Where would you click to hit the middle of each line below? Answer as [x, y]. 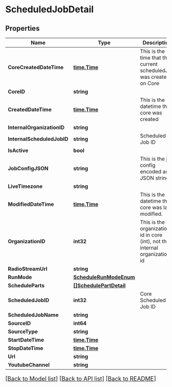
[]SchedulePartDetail [100, 285]
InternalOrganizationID [36, 127]
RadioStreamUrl [28, 269]
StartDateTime [26, 340]
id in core [151, 235]
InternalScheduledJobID [38, 139]
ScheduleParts [26, 285]
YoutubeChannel [29, 365]
